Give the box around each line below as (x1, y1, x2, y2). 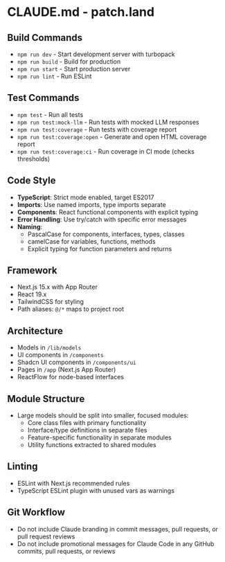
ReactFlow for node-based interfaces (17, 373, 125, 381)
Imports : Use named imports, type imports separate (17, 200, 166, 208)
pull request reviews (17, 532, 75, 541)
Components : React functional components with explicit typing (17, 208, 199, 216)
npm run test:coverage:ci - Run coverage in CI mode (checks (17, 147, 195, 156)
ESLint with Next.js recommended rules (17, 479, 130, 487)
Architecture (7, 325, 64, 336)
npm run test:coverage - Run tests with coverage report (17, 125, 177, 134)
